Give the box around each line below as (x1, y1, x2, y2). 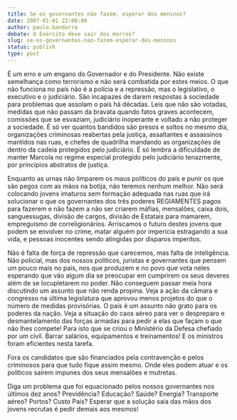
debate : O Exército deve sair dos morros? (7, 30, 135, 38)
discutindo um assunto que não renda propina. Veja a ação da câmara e (7, 286, 218, 295)
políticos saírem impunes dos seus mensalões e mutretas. (7, 368, 177, 377)
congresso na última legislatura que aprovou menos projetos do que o (7, 293, 213, 303)
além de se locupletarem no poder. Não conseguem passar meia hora (7, 278, 212, 287)
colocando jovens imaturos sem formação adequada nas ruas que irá (7, 189, 211, 198)
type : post (7, 51, 40, 58)
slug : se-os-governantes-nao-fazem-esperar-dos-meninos (7, 37, 177, 44)
